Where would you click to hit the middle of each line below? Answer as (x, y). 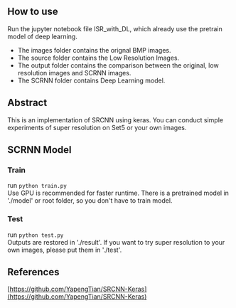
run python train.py (37, 186)
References (33, 272)
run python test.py (36, 235)
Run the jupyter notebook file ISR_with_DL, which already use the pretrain (115, 28)
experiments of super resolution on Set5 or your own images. (97, 127)
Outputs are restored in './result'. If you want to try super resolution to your (116, 242)
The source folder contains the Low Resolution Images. (98, 58)
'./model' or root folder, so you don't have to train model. (90, 201)
